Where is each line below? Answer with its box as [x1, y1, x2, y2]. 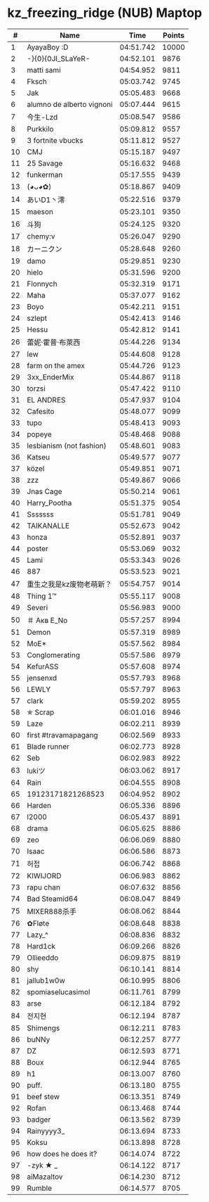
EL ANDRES [27, 395, 66, 405]
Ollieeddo [27, 952, 59, 962]
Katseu [27, 452, 50, 462]
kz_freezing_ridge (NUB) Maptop [7, 5, 202, 21]
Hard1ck [27, 941, 56, 951]
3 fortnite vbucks [27, 135, 83, 145]
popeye [27, 429, 52, 439]
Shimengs [27, 1023, 60, 1032]
